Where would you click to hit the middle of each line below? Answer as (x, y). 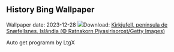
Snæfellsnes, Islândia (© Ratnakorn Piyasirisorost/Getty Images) (86, 31)
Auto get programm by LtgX (40, 42)
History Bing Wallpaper (50, 10)
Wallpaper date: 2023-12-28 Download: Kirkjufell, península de (87, 25)
